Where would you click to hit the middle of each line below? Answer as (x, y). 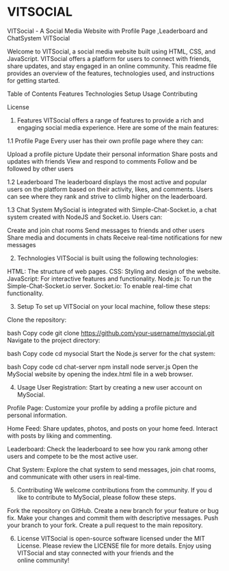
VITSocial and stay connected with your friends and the (95, 553)
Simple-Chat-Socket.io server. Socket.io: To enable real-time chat (100, 285)
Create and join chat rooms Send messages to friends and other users (106, 230)
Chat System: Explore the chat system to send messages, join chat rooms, (112, 469)
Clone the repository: (37, 320)
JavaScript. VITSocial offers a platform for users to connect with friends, (109, 58)
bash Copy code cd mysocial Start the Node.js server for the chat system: (111, 353)
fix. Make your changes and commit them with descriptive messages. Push (113, 518)
